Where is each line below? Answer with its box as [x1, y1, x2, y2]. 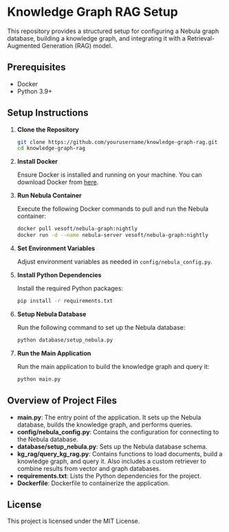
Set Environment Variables [17, 244, 96, 253]
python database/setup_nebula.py [17, 337, 113, 343]
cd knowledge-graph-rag [17, 145, 86, 152]
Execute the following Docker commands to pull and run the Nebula [17, 204, 208, 213]
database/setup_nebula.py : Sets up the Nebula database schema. [17, 442, 208, 451]
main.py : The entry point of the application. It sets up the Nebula [17, 413, 201, 421]
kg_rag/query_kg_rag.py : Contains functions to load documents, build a [17, 449, 223, 458]
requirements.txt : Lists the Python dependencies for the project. [17, 471, 201, 480]
